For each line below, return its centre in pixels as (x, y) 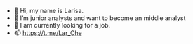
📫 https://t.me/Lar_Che (48, 33)
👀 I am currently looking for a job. (62, 25)
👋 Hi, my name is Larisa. (49, 11)
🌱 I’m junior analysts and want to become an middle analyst (100, 18)
